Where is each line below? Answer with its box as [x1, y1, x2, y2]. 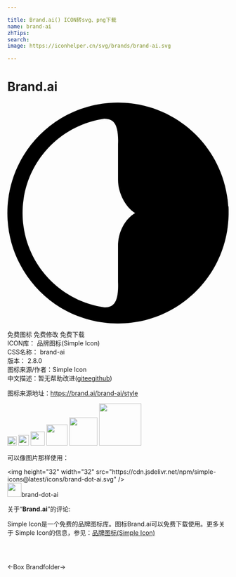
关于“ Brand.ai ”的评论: [7, 505, 71, 513]
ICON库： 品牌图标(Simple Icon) [7, 339, 100, 347]
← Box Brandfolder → [7, 563, 66, 571]
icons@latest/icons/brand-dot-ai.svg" [7, 475, 117, 484]
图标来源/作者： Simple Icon [7, 366, 87, 374]
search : [7, 36, 30, 43]
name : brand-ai [7, 22, 52, 30]
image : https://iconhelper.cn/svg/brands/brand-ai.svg [7, 43, 171, 50]
